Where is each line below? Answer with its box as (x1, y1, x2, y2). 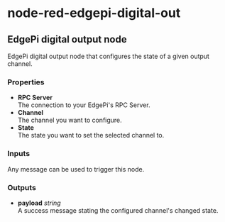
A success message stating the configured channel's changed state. (17, 206, 219, 214)
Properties (7, 77, 45, 87)
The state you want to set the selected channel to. (17, 131, 165, 140)
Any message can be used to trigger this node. (7, 165, 145, 173)
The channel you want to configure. (17, 116, 122, 125)
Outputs (7, 182, 37, 192)
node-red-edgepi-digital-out (7, 5, 181, 21)
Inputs (7, 149, 31, 159)
